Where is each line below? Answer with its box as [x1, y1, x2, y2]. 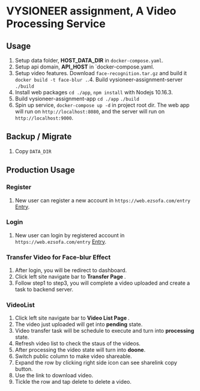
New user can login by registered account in [14, 231, 125, 238]
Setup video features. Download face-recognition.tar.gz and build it [14, 70, 187, 76]
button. [14, 365, 33, 373]
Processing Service [6, 17, 106, 31]
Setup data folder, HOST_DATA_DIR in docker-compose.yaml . [14, 57, 164, 64]
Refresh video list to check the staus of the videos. [14, 340, 141, 347]
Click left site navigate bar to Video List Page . [14, 314, 130, 322]
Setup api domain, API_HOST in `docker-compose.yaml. [14, 63, 154, 70]
